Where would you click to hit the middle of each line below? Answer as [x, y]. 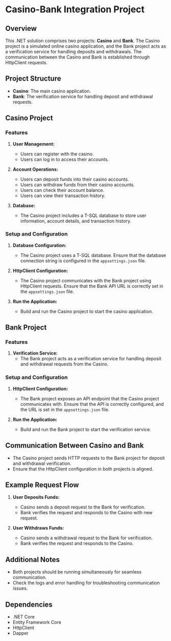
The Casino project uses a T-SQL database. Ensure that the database [93, 255]
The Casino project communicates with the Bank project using [86, 280]
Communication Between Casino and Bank [75, 446]
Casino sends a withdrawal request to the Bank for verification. [87, 538]
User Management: [34, 144]
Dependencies [29, 604]
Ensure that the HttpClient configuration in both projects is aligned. [83, 469]
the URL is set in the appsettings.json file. [65, 410]
